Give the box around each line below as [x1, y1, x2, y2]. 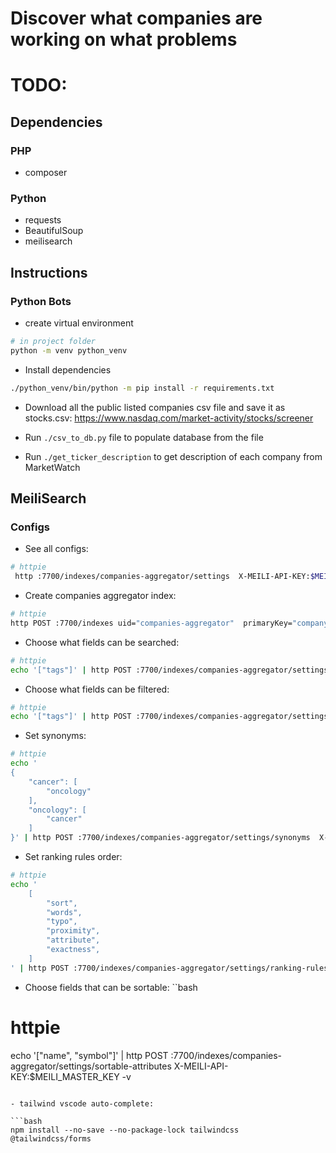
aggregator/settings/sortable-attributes [10, 1060, 172, 1072]
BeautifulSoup [24, 225, 84, 237]
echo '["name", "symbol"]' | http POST [10, 1049, 169, 1061]
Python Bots [10, 294, 72, 308]
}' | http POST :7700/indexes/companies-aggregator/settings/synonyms [10, 833, 311, 843]
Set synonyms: [24, 730, 87, 742]
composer [24, 167, 68, 179]
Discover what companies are [10, 7, 263, 30]
